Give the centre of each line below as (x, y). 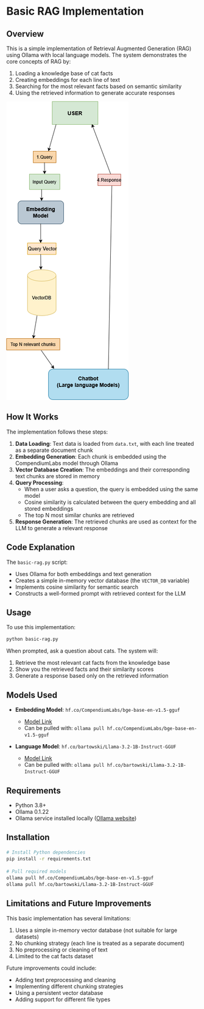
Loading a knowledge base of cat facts (64, 73)
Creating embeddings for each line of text (68, 80)
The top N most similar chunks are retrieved (79, 515)
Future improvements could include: (51, 968)
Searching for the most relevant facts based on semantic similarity (98, 86)
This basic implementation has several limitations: (69, 918)
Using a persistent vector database (59, 992)
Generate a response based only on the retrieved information (92, 676)
